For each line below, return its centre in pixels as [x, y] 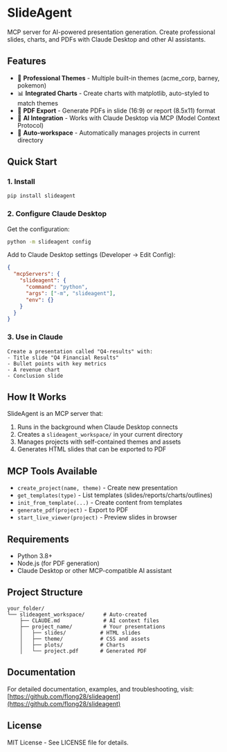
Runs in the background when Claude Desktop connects [98, 427]
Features [27, 61]
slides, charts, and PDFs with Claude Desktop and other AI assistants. [107, 39]
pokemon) [32, 85]
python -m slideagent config [49, 242]
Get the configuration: [38, 229]
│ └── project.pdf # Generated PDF [83, 651]
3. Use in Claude [35, 337]
